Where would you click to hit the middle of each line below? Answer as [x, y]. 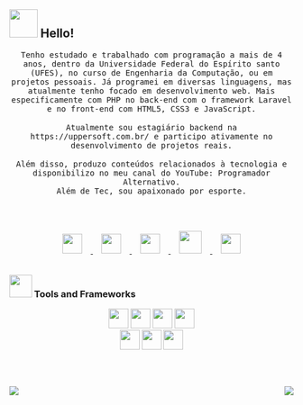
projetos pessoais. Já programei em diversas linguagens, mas [151, 81]
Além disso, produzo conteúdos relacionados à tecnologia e [151, 164]
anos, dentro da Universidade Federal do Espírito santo [151, 63]
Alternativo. [151, 182]
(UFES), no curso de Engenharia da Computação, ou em [151, 72]
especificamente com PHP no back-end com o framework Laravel [151, 99]
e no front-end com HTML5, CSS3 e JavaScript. [151, 108]
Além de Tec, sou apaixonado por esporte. [151, 191]
